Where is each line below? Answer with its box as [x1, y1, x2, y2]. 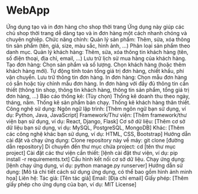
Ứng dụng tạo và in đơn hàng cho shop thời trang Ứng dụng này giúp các [6, 23, 185, 30]
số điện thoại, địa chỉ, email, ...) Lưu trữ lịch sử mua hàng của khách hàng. [6, 55, 187, 62]
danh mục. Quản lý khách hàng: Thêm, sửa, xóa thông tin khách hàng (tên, [6, 48, 189, 55]
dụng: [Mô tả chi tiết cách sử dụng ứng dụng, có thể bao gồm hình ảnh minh [6, 168, 193, 175]
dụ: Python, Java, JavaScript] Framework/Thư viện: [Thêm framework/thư [6, 111, 187, 119]
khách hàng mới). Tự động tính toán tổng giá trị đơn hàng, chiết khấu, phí [6, 67, 184, 74]
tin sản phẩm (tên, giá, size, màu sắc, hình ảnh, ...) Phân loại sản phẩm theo [6, 42, 191, 49]
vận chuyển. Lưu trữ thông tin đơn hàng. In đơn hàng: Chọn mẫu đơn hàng [6, 74, 187, 81]
